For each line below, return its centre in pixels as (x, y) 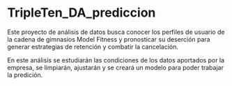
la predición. (25, 75)
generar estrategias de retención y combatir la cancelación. (93, 46)
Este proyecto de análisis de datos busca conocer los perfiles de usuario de (116, 32)
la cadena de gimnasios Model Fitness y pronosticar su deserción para (109, 39)
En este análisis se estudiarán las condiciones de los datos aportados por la (116, 60)
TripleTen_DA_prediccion (82, 13)
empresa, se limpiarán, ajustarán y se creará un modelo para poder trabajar (116, 67)
